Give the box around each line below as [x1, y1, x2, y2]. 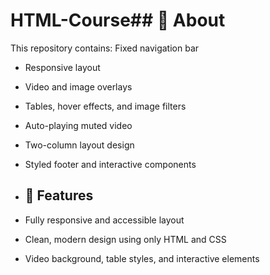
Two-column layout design [24, 139, 135, 151]
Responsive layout [24, 61, 101, 73]
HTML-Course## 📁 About [10, 9, 226, 32]
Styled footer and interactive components [24, 158, 197, 170]
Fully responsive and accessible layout [24, 214, 185, 226]
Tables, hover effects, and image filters [24, 100, 187, 112]
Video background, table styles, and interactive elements [24, 252, 260, 264]
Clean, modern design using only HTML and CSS [24, 233, 227, 245]
